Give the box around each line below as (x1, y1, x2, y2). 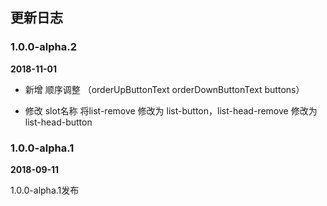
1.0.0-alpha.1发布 (10, 184, 80, 196)
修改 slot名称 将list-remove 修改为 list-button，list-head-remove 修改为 (24, 104, 318, 117)
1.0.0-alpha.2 (10, 40, 77, 54)
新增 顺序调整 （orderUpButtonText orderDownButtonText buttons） (24, 83, 305, 95)
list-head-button (24, 116, 93, 128)
